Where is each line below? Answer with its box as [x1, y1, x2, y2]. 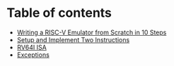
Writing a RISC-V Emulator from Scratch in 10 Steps [16, 28, 167, 37]
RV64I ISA [16, 43, 47, 51]
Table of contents [6, 5, 112, 21]
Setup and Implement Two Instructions [16, 35, 130, 44]
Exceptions [16, 51, 50, 59]
